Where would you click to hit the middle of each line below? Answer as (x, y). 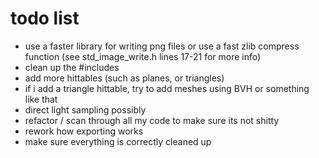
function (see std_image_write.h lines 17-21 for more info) (143, 56)
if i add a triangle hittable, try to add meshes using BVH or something (167, 88)
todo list (45, 18)
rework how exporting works (84, 131)
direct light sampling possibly (85, 109)
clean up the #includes (72, 67)
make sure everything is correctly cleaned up (118, 141)
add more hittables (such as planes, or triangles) (124, 78)
